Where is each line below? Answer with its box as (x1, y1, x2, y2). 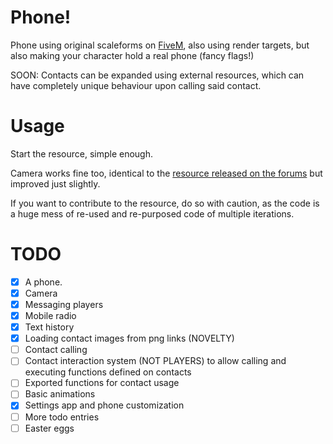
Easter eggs (24, 422, 75, 434)
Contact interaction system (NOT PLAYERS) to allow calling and (24, 355, 287, 367)
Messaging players (24, 298, 104, 310)
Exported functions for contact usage (24, 377, 180, 389)
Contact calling (24, 344, 88, 356)
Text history (24, 321, 75, 333)
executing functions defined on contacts (24, 366, 192, 378)
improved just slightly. (10, 177, 101, 190)
